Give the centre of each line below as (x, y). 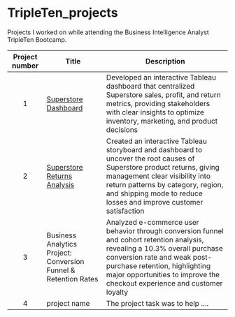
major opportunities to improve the (163, 274)
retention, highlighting (175, 265)
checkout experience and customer (164, 283)
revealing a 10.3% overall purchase (165, 248)
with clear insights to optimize (155, 112)
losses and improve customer (155, 202)
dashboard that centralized (150, 86)
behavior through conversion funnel (165, 230)
